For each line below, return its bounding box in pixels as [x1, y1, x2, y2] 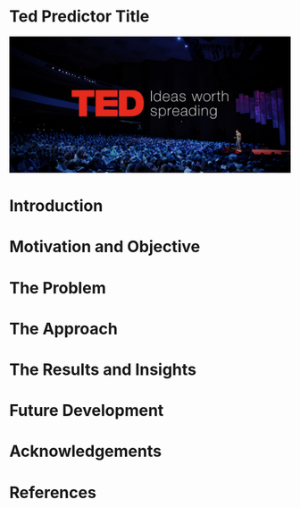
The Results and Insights [9, 360, 197, 379]
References [9, 482, 96, 503]
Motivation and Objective [9, 237, 201, 257]
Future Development [9, 401, 164, 421]
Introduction [9, 196, 104, 216]
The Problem [9, 277, 106, 298]
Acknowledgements [9, 441, 162, 461]
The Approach [9, 318, 118, 339]
